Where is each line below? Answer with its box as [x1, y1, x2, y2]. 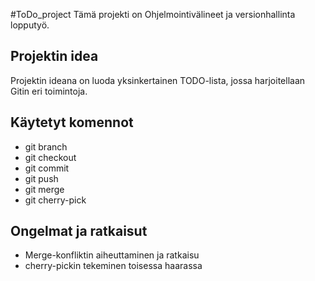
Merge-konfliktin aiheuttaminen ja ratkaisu [24, 249, 200, 261]
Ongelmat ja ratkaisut [10, 223, 148, 240]
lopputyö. [10, 19, 50, 31]
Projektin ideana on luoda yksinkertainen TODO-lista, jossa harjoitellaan [10, 74, 306, 86]
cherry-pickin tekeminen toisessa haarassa [24, 260, 203, 272]
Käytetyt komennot [10, 114, 134, 131]
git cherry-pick [24, 194, 87, 206]
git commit [24, 162, 70, 174]
